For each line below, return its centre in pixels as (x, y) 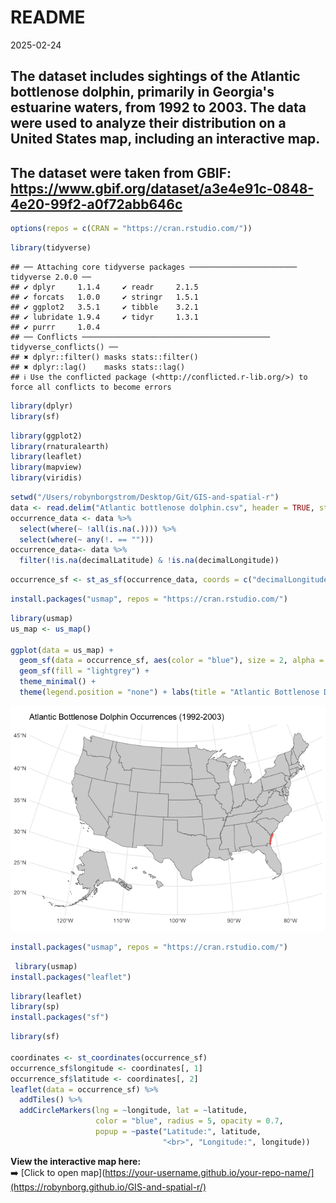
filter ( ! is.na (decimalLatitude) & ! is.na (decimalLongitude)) (149, 561)
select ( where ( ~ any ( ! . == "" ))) (87, 539)
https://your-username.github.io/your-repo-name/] (209, 1172)
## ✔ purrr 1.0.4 (55, 327)
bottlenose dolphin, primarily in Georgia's (142, 92)
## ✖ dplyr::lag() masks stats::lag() (98, 367)
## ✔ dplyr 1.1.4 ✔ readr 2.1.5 (104, 287)
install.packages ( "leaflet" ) (71, 977)
